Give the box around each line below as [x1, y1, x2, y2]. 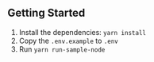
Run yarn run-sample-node [18, 44, 106, 54]
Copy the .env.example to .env [18, 36, 118, 45]
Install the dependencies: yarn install [18, 27, 146, 37]
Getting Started [7, 6, 86, 20]
